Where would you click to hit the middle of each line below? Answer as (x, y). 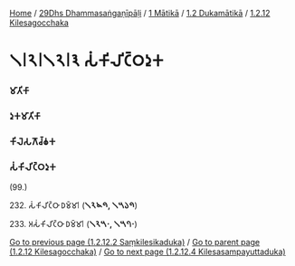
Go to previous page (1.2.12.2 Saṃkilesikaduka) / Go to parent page (135, 242)
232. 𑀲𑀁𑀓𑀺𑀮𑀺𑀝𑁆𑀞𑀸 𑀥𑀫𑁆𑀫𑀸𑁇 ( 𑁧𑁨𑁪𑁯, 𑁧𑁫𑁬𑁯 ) (74, 205)
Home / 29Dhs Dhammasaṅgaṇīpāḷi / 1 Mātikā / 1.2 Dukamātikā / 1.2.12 (140, 13)
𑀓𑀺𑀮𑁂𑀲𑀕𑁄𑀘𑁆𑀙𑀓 (33, 141)
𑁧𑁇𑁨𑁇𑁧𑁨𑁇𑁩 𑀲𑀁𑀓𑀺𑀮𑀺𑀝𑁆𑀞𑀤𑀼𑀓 (87, 61)
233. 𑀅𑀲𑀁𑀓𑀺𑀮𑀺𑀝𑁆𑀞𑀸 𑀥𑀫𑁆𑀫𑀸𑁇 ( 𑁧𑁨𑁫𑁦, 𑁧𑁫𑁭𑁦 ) (73, 224)
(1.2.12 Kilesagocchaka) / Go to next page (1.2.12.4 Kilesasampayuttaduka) (148, 252)
